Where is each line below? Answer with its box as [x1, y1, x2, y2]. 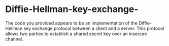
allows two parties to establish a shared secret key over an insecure [5, 30, 147, 36]
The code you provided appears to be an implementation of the [5, 20, 138, 26]
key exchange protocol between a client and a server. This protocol [23, 25, 164, 31]
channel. [5, 36, 24, 42]
